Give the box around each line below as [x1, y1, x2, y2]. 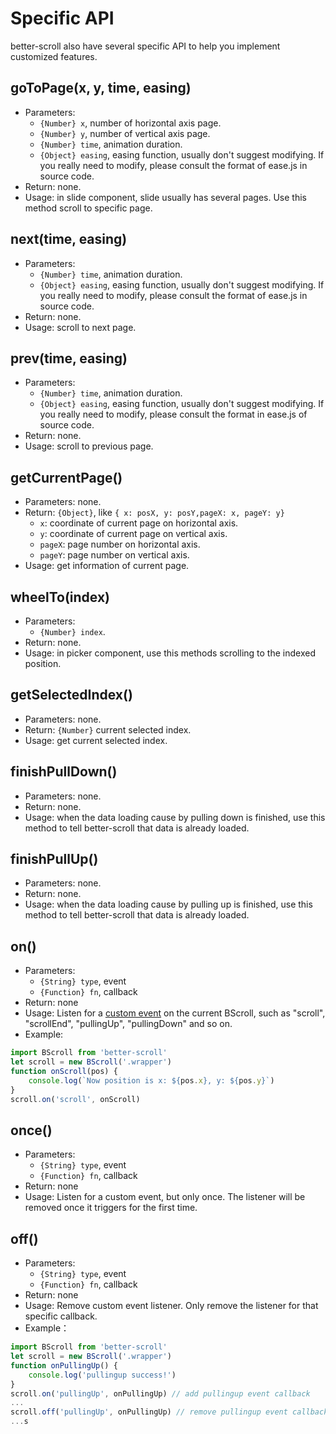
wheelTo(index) [10, 588, 110, 606]
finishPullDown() [10, 763, 118, 781]
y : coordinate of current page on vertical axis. [39, 528, 228, 540]
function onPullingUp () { [10, 1360, 118, 1371]
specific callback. [24, 1310, 98, 1322]
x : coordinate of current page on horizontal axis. [39, 517, 239, 529]
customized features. [10, 50, 98, 62]
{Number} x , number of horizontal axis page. [39, 117, 222, 129]
